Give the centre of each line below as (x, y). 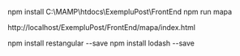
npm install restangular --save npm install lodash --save (101, 43)
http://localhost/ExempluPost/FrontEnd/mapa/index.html (102, 27)
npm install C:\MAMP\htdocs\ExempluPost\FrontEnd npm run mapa (120, 12)
